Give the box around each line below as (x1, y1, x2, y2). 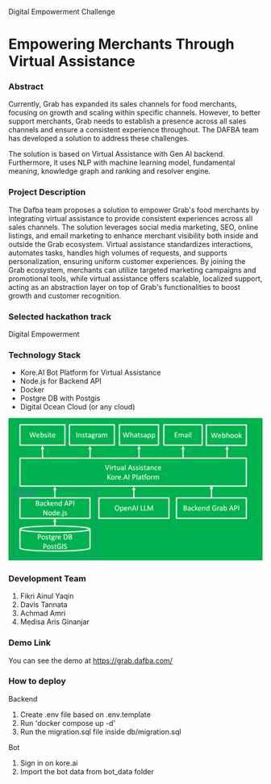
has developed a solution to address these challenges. (8, 133, 190, 144)
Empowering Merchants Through (8, 36, 235, 53)
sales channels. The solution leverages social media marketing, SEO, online (8, 222, 259, 232)
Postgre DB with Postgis (19, 393, 101, 403)
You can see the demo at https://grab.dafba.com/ (8, 656, 173, 665)
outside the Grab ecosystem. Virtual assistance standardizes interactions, (8, 239, 253, 249)
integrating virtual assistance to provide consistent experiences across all (8, 213, 253, 223)
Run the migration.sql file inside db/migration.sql (19, 727, 181, 736)
